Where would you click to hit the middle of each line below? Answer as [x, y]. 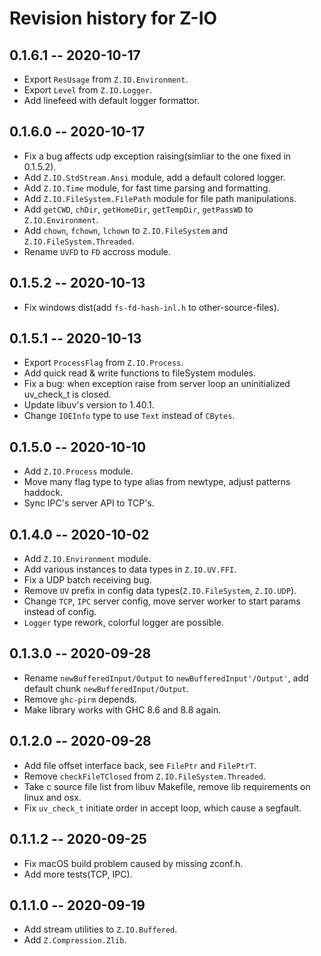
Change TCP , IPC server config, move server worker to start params [162, 601]
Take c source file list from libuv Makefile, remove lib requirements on [167, 786]
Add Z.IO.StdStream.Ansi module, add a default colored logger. [154, 177]
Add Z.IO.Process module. [78, 471]
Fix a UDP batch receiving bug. [87, 580]
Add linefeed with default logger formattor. [111, 100]
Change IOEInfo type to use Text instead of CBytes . [129, 416]
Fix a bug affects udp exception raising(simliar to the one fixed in [157, 156]
